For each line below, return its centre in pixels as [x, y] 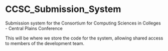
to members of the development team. [45, 43]
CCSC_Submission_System [63, 9]
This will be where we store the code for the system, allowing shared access [84, 38]
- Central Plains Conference [34, 28]
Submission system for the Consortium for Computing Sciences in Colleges [83, 23]
